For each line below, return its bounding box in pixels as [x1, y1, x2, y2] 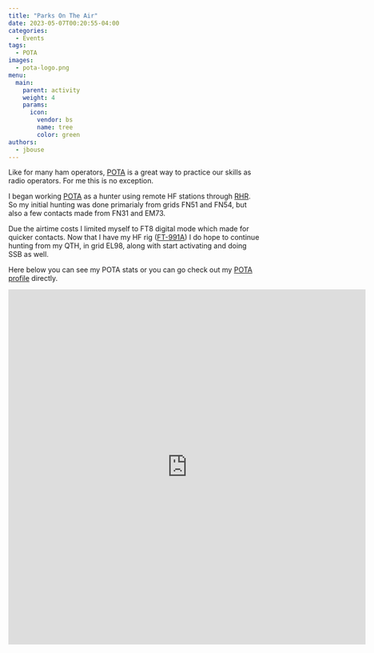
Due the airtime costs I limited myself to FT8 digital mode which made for [8, 224, 249, 234]
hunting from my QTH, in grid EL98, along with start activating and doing [8, 241, 247, 250]
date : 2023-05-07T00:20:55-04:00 [8, 19, 120, 27]
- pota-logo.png [15, 64, 70, 72]
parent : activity [22, 86, 81, 94]
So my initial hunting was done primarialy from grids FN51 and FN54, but [8, 200, 247, 210]
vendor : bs [37, 116, 74, 124]
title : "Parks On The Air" [8, 11, 98, 20]
